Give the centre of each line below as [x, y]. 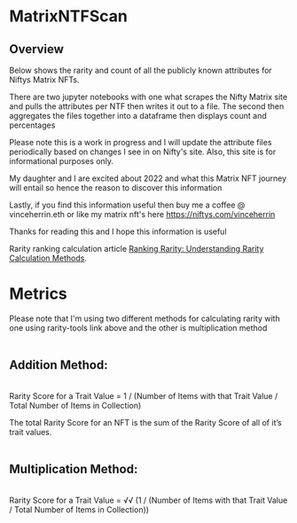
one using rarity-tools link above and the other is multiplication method [138, 328]
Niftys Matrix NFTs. [44, 80]
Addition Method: [59, 365]
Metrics [39, 294]
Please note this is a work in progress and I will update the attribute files [141, 142]
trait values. [31, 432]
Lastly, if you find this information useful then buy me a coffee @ [127, 205]
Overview [37, 49]
